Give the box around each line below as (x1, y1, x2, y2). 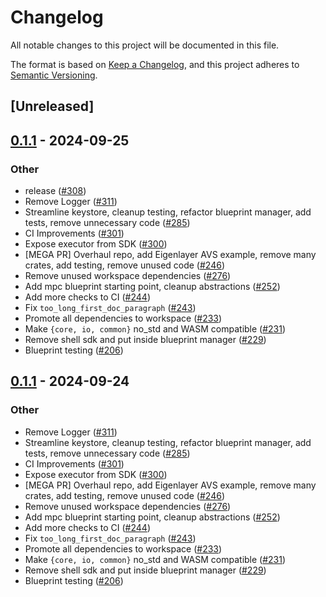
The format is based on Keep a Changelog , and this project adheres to (10, 58, 300, 70)
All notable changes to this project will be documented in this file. (10, 39, 280, 51)
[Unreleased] (10, 98, 95, 115)
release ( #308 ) (24, 185, 87, 197)
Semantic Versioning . (10, 69, 98, 81)
